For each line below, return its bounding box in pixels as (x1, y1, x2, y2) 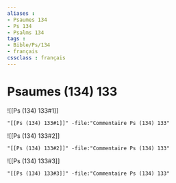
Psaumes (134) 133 (7, 83, 118, 99)
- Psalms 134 (7, 29, 45, 36)
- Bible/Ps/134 (7, 42, 51, 48)
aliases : (7, 10, 36, 17)
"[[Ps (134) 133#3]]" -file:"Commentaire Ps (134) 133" (7, 170, 170, 177)
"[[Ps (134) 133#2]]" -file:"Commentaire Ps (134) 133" (7, 145, 170, 152)
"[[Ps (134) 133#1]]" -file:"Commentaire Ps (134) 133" (7, 119, 170, 126)
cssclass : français (7, 55, 66, 61)
